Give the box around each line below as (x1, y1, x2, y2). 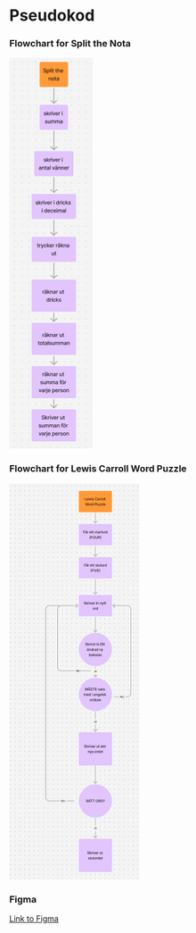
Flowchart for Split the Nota (9, 37, 132, 50)
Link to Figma (9, 913, 60, 924)
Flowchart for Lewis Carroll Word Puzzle (9, 462, 187, 475)
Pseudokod (9, 5, 95, 26)
